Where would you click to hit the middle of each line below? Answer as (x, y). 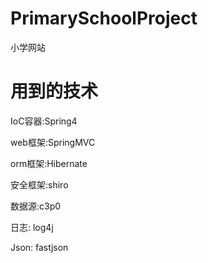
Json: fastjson (39, 247)
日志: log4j (32, 227)
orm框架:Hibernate (49, 163)
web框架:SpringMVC (53, 142)
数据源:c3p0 (36, 206)
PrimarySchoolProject (104, 18)
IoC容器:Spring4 (44, 121)
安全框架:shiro (39, 184)
